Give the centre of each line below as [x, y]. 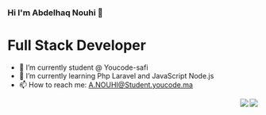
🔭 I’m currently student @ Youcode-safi [83, 67]
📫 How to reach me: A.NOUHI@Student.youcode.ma [106, 84]
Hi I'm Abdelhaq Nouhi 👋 [56, 13]
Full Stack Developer [77, 46]
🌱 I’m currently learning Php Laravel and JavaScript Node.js [116, 75]
